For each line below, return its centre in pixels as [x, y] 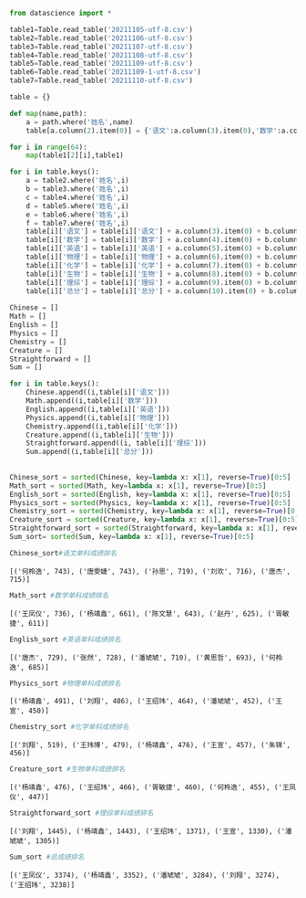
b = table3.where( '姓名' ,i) [77, 189]
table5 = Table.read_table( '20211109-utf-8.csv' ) [102, 64]
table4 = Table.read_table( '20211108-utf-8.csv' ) [102, 55]
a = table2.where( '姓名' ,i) [77, 181]
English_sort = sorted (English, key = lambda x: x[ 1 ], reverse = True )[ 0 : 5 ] [150, 494]
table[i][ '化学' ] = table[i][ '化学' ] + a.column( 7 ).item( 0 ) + [143, 265]
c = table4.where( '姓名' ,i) [77, 197]
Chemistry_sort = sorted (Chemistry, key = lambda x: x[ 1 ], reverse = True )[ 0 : [154, 512]
